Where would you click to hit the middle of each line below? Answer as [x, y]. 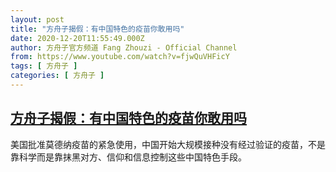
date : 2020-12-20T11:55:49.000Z [77, 38]
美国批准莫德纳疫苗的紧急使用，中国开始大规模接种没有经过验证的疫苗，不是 [168, 144]
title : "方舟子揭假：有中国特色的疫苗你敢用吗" [97, 29]
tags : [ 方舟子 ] [44, 66]
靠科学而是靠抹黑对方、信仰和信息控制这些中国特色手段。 [128, 157]
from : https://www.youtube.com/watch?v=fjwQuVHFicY [120, 57]
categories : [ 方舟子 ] [57, 76]
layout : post [37, 19]
